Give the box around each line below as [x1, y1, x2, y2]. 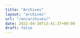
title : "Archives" [5, 7, 44, 12]
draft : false [5, 26, 33, 31]
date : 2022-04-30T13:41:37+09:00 [5, 21, 75, 26]
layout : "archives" [5, 12, 46, 17]
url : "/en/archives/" [5, 16, 51, 21]
